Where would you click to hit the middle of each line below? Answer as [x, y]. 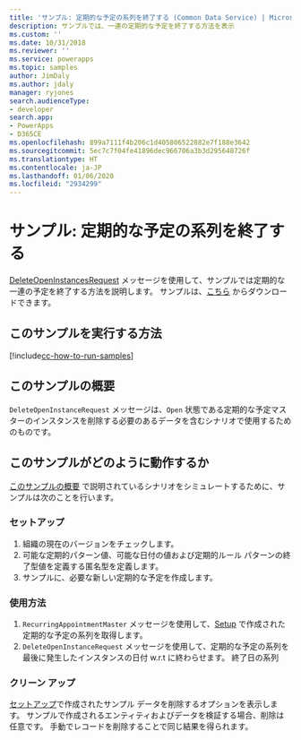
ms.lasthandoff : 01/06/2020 [62, 176]
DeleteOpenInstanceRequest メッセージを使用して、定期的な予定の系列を [155, 647]
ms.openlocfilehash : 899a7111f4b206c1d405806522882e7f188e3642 [130, 142]
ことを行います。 [87, 497]
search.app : [31, 117]
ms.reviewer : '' [39, 51]
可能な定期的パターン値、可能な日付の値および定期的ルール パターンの [153, 555]
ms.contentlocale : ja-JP [56, 168]
